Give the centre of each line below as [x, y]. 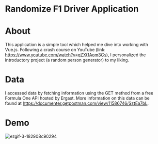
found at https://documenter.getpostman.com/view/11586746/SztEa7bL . [77, 103]
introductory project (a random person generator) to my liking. [67, 60]
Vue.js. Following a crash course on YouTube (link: [55, 50]
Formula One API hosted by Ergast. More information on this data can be [78, 98]
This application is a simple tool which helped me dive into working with [77, 45]
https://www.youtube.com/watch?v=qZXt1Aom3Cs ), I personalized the [76, 55]
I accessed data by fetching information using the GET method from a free [79, 93]
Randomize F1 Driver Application [72, 9]
